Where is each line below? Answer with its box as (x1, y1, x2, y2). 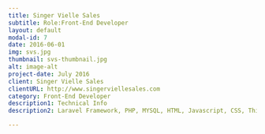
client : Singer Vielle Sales (8, 77, 104, 85)
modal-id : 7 (8, 33, 47, 42)
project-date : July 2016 (8, 70, 90, 78)
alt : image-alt (8, 63, 58, 71)
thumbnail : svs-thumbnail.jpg (8, 56, 108, 64)
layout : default (8, 26, 62, 34)
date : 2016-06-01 (8, 41, 65, 49)
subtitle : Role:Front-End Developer (8, 19, 129, 27)
